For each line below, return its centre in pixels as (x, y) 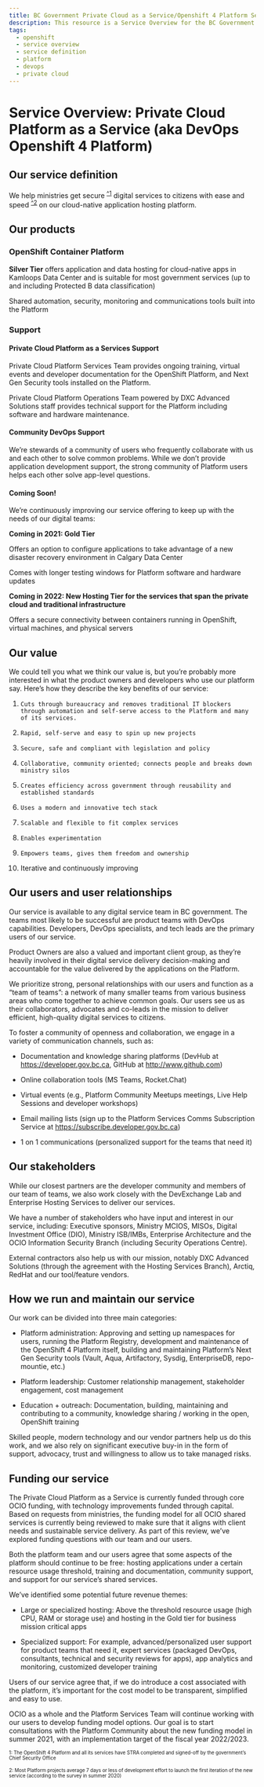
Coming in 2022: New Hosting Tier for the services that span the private (129, 596)
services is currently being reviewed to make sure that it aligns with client (127, 1523)
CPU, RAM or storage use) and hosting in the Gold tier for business (128, 1618)
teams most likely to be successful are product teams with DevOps (117, 920)
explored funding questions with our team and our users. (101, 1540)
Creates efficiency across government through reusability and (126, 785)
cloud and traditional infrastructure (67, 605)
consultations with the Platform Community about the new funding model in (131, 1731)
